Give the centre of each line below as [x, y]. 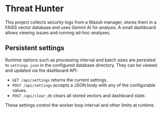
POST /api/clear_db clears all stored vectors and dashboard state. [79, 95]
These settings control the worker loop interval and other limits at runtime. [80, 105]
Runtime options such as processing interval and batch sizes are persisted [80, 60]
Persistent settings [35, 48]
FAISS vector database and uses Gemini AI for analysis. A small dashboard [81, 27]
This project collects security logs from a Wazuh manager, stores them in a [81, 22]
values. [19, 90]
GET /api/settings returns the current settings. [60, 80]
